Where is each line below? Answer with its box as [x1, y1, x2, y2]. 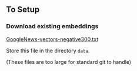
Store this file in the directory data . [6, 47, 90, 54]
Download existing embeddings [6, 22, 99, 31]
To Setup [6, 5, 40, 15]
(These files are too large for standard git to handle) [6, 58, 131, 65]
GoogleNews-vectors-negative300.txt [6, 35, 99, 43]
